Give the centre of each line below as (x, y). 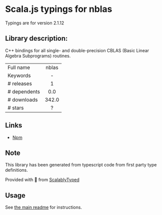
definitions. (17, 170)
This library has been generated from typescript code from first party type (81, 165)
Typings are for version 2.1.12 (35, 23)
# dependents (24, 91)
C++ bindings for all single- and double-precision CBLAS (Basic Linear (77, 50)
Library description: (36, 38)
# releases (20, 83)
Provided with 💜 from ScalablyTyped (42, 180)
